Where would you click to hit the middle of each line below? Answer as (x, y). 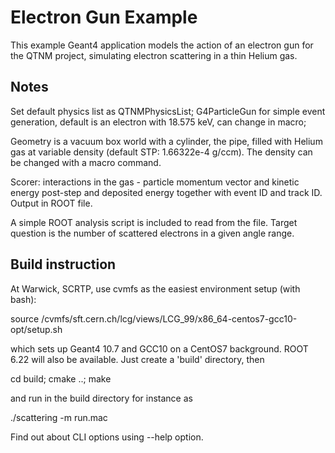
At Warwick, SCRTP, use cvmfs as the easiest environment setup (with (155, 288)
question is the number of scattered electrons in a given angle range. (152, 233)
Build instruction (63, 264)
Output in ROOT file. (51, 203)
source (25, 318)
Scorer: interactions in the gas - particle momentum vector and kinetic (155, 182)
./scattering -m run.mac (59, 417)
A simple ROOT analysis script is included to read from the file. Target (154, 222)
